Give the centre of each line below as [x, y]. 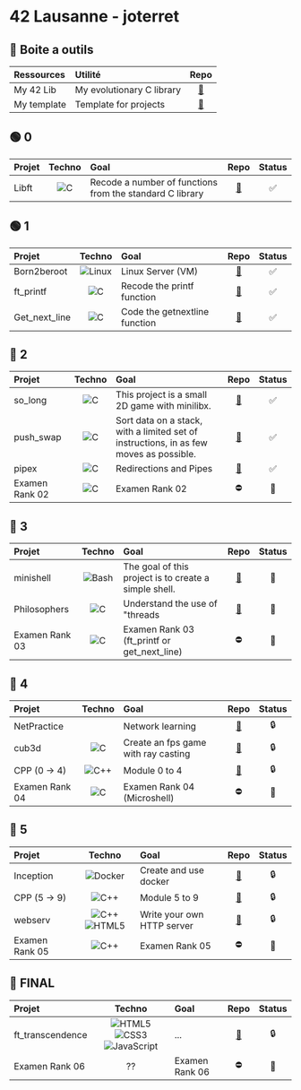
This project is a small [162, 394]
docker [155, 881]
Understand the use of [170, 604]
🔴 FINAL [32, 983]
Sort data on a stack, [159, 420]
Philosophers [42, 610]
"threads [141, 615]
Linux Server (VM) [159, 271]
